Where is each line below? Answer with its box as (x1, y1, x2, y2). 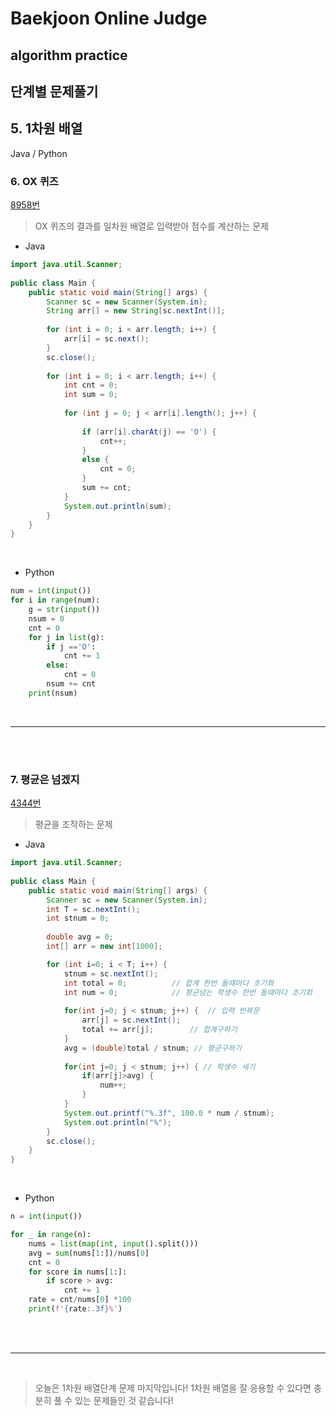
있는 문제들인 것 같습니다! (74, 1394, 174, 1406)
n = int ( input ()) (10, 1212, 83, 1222)
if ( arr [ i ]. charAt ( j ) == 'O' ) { (81, 427, 217, 437)
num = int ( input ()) (10, 586, 92, 596)
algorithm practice (10, 47, 128, 64)
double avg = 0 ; (46, 932, 114, 942)
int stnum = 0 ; (46, 913, 110, 924)
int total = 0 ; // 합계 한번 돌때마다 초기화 (63, 978, 275, 988)
